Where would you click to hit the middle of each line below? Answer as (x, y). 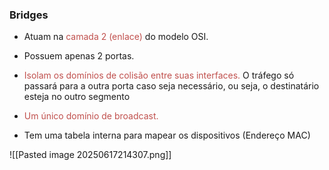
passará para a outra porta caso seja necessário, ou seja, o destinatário (171, 86)
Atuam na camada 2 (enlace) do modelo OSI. (116, 37)
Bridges (29, 15)
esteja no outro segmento (77, 97)
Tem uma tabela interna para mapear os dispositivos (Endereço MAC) (167, 135)
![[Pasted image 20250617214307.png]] (90, 155)
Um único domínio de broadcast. (91, 116)
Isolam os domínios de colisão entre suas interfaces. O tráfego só (159, 75)
